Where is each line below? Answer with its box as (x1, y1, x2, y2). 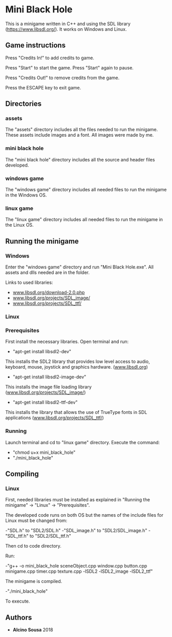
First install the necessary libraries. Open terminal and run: (5, 338, 129, 345)
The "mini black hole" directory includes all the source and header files (5, 156, 155, 162)
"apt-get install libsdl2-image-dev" (12, 374, 87, 380)
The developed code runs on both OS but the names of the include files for (5, 512, 164, 518)
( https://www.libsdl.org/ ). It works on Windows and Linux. (5, 26, 127, 32)
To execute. (5, 598, 30, 605)
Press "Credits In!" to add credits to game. (5, 54, 95, 61)
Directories (5, 99, 42, 108)
